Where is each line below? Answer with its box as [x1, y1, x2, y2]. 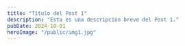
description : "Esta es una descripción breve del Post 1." [7, 16, 180, 23]
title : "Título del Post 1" [7, 9, 88, 17]
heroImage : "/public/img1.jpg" [7, 28, 97, 36]
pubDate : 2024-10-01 [7, 22, 66, 29]
